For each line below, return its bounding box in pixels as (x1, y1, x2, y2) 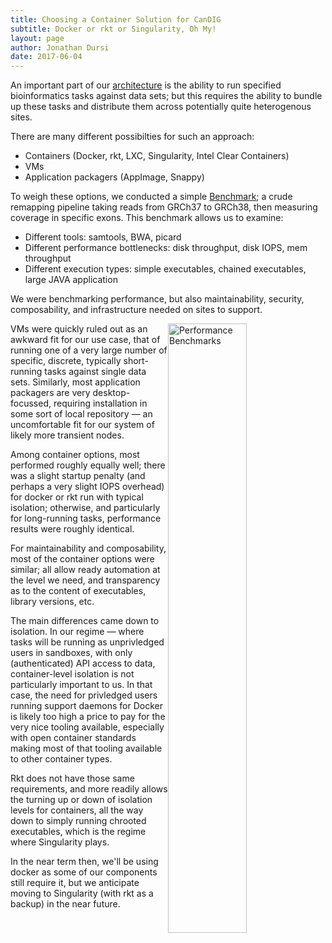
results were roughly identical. (10, 523, 135, 535)
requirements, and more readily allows (10, 783, 168, 795)
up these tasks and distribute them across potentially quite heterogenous (10, 101, 312, 113)
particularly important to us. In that (10, 679, 153, 691)
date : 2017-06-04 (10, 52, 83, 62)
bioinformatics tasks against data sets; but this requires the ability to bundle (10, 90, 323, 102)
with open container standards (10, 732, 137, 744)
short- (123, 355, 149, 367)
